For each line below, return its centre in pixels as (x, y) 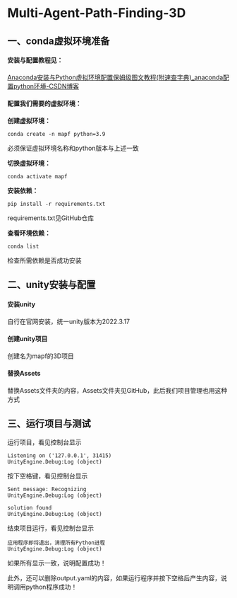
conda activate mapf (38, 176)
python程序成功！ (51, 587)
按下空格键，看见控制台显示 (48, 476)
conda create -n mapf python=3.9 (56, 134)
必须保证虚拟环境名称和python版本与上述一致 (73, 148)
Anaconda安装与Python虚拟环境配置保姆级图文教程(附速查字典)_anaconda (115, 77)
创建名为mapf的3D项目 (41, 356)
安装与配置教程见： (35, 60)
